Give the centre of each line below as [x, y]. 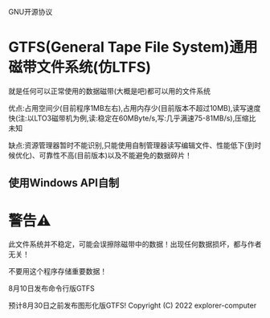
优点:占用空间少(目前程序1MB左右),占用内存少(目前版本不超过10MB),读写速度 [135, 108]
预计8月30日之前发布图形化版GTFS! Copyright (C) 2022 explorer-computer [133, 306]
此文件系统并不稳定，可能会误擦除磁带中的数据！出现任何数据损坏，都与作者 [135, 244]
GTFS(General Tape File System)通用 [133, 47]
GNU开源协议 [31, 12]
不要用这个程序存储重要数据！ [57, 271]
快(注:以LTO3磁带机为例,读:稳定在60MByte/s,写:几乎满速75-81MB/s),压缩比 [132, 118]
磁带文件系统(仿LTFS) [80, 67]
